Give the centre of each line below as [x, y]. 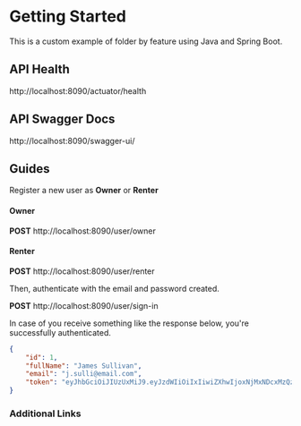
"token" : [42, 382]
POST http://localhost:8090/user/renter [82, 271]
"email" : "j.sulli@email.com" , [84, 374]
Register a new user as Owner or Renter [84, 191]
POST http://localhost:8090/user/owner [83, 231]
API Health [39, 69]
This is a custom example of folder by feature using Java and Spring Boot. [146, 41]
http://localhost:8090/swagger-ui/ [72, 141]
